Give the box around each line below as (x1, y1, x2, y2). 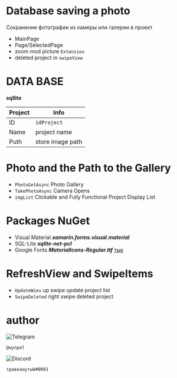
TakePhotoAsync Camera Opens (14, 187, 90, 194)
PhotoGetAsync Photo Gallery (14, 180, 84, 188)
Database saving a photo (6, 4, 131, 18)
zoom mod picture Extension (14, 47, 84, 54)
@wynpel (6, 344, 25, 350)
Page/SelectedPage (14, 41, 63, 49)
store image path (35, 137, 83, 146)
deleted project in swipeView (14, 54, 83, 61)
